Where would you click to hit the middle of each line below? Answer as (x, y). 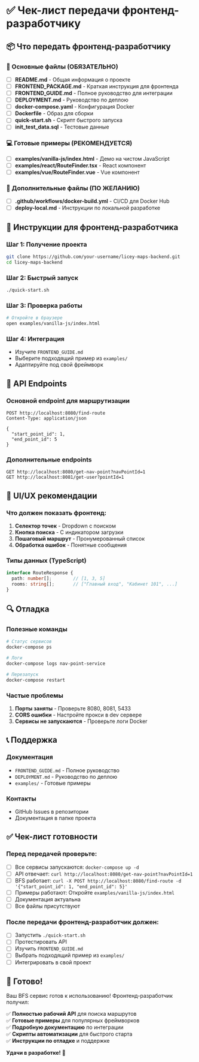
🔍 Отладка (28, 609)
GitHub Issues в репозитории (51, 811)
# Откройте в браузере (34, 318)
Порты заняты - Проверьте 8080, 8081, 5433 (73, 708)
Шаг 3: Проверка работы (44, 305)
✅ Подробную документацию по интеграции (65, 1027)
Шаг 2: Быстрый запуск (42, 278)
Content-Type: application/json (46, 418)
